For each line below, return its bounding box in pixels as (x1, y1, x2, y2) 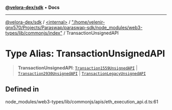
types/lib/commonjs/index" (5, 30, 62, 36)
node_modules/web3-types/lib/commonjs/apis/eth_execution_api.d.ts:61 (5, 98, 159, 104)
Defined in (5, 85, 39, 94)
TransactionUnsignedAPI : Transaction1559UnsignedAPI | (17, 64, 138, 71)
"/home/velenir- (71, 19, 105, 25)
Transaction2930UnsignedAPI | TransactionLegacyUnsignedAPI (17, 70, 146, 76)
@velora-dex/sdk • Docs (5, 5, 60, 10)
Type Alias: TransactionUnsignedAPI (5, 48, 165, 59)
